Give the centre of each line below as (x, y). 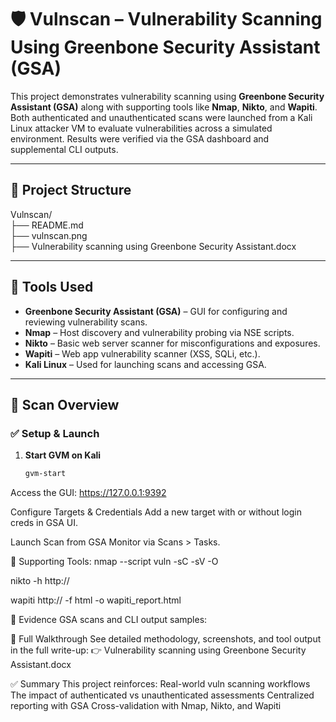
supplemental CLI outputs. (64, 149)
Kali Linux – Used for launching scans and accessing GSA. (145, 364)
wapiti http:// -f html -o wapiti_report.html (96, 600)
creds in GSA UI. (44, 523)
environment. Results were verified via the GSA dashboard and (140, 138)
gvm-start (45, 474)
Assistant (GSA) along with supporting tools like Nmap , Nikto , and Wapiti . (164, 107)
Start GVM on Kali (63, 455)
